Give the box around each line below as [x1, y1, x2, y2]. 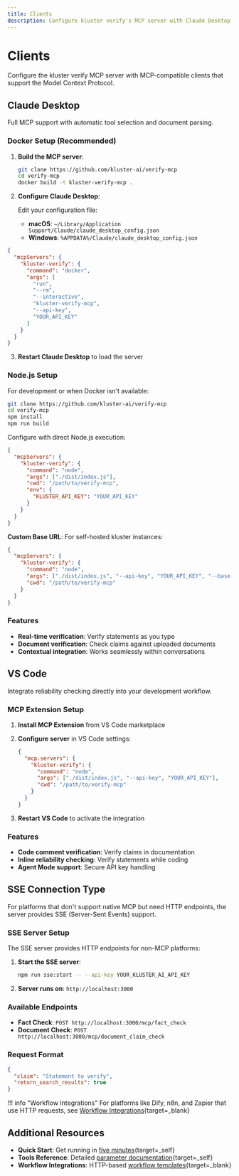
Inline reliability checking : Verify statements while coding [17, 855, 188, 864]
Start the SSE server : [17, 958, 81, 966]
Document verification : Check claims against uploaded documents [17, 640, 216, 648]
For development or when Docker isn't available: [7, 386, 149, 395]
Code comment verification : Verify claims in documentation [17, 848, 196, 857]
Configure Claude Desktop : [17, 192, 100, 201]
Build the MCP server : [17, 152, 84, 161]
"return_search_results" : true [14, 1079, 107, 1086]
